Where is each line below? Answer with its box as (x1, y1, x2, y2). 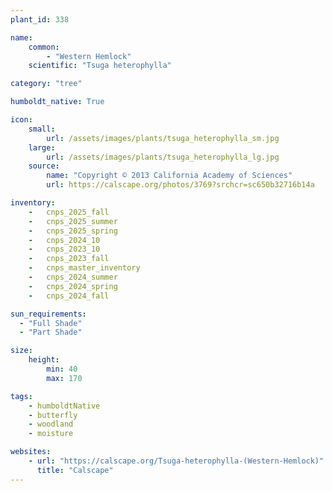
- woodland (28, 419, 74, 430)
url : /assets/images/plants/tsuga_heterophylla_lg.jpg (46, 152, 280, 162)
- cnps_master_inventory (28, 263, 141, 273)
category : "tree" (10, 79, 83, 89)
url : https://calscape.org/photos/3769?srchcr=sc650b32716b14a (46, 180, 315, 190)
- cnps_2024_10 (28, 235, 101, 245)
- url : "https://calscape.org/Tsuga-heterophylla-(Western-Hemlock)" (28, 456, 325, 466)
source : (28, 161, 60, 171)
